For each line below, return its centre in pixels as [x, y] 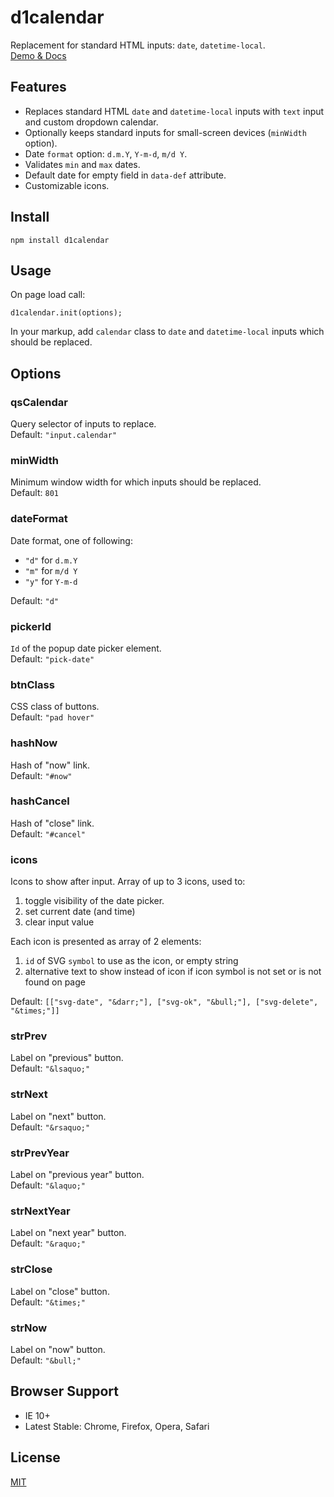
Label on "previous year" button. [77, 1175]
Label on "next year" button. [68, 1233]
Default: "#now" [41, 775]
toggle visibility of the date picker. [94, 901]
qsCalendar [39, 402]
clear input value [59, 922]
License [35, 1457]
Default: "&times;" [48, 1302]
